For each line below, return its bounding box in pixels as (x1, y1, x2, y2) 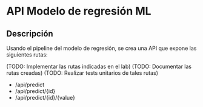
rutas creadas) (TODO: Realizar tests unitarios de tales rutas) (6, 69, 159, 77)
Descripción (6, 29, 53, 39)
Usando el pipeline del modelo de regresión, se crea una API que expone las (6, 44, 197, 52)
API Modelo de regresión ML (6, 4, 151, 18)
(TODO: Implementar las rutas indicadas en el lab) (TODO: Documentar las (6, 63, 192, 70)
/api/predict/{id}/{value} (15, 94, 76, 101)
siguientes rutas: (6, 51, 48, 58)
